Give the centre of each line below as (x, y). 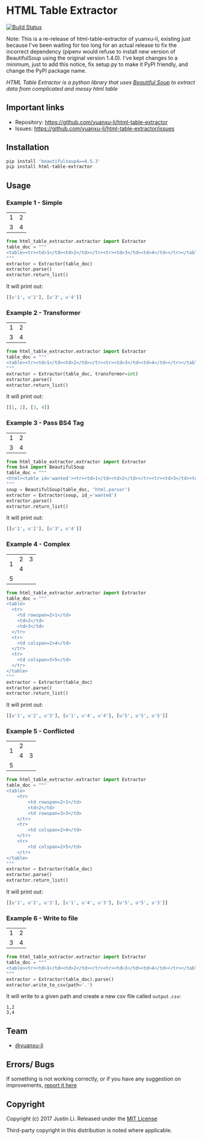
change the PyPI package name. (46, 70)
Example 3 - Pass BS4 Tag (45, 423)
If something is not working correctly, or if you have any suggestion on (94, 1079)
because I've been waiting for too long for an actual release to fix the (92, 45)
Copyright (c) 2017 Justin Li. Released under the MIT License (82, 1118)
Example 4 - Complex (38, 544)
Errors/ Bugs (30, 1064)
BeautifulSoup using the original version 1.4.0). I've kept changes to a (92, 58)
